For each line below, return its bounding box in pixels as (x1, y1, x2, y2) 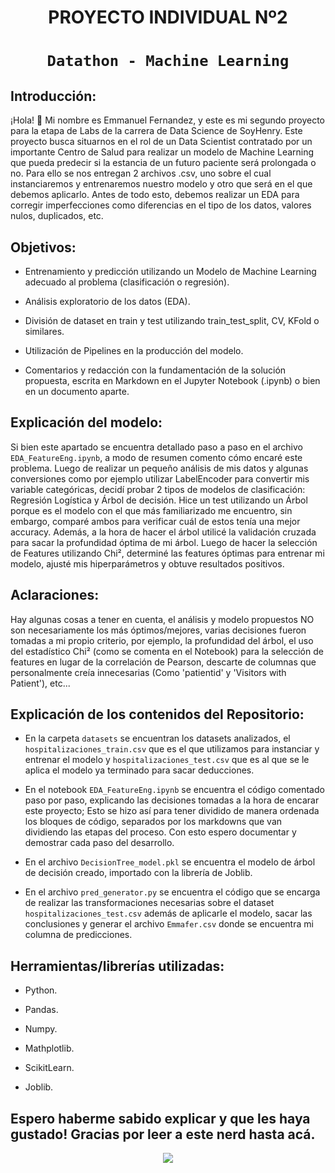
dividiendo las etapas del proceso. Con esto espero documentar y (24, 826, 297, 838)
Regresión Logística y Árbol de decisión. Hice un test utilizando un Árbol (10, 494, 308, 506)
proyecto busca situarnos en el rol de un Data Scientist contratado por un (10, 136, 313, 148)
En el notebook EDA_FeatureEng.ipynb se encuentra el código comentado (24, 784, 325, 796)
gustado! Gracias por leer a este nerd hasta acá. (10, 1126, 316, 1143)
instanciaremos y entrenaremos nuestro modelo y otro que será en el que (10, 178, 313, 190)
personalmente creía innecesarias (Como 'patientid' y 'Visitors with (10, 666, 287, 678)
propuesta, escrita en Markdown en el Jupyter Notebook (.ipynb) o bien (24, 375, 321, 386)
